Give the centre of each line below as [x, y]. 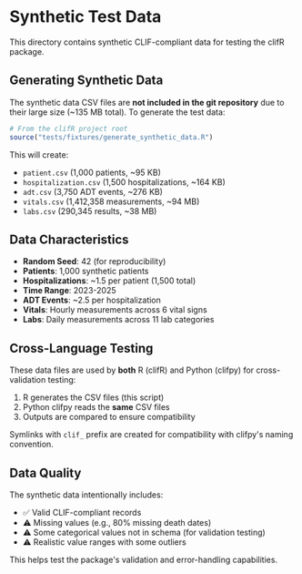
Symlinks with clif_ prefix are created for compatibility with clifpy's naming [151, 435]
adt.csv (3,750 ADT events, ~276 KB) [93, 191]
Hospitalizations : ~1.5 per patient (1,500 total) [109, 281]
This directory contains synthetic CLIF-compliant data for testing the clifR [147, 42]
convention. [32, 445]
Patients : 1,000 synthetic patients [86, 272]
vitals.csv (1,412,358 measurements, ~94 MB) [111, 201]
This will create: [39, 154]
